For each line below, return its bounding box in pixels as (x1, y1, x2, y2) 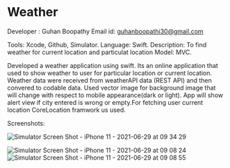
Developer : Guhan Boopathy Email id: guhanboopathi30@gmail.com (7, 27, 204, 35)
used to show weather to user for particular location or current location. (7, 69, 213, 77)
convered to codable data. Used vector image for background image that (7, 83, 216, 92)
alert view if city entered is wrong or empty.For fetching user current (7, 98, 204, 106)
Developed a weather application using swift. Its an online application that (7, 61, 219, 69)
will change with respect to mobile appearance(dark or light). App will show (7, 91, 224, 99)
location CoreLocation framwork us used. (7, 106, 126, 114)
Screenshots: (7, 119, 45, 127)
